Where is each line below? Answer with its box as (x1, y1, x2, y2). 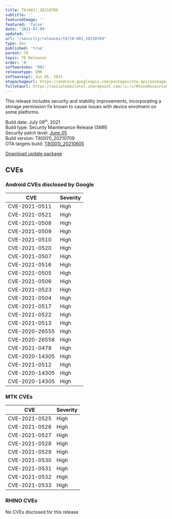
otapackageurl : (5, 79, 38, 84)
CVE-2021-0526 (8, 424, 52, 431)
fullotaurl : (5, 84, 31, 89)
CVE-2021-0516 (8, 261, 52, 268)
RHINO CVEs (5, 497, 37, 504)
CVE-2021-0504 (8, 294, 52, 302)
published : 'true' (5, 46, 45, 51)
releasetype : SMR (5, 70, 42, 75)
